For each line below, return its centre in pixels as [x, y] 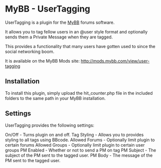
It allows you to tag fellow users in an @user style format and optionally [76, 32]
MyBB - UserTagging [48, 9]
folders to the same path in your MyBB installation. [55, 98]
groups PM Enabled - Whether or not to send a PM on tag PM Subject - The [80, 150]
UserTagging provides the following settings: [50, 125]
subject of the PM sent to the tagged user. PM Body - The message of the [79, 155]
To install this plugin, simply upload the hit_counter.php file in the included [79, 93]
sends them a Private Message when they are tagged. [59, 37]
